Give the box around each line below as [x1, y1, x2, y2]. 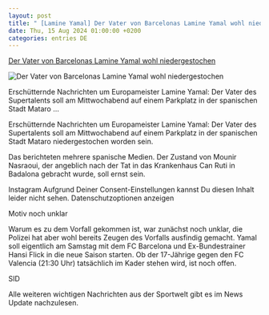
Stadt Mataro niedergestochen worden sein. [8, 137, 154, 147]
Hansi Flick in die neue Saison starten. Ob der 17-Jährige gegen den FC [8, 250, 244, 260]
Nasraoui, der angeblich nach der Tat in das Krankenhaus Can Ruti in [8, 161, 235, 171]
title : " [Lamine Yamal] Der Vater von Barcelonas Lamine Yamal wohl [8, 19, 246, 27]
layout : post [8, 11, 52, 20]
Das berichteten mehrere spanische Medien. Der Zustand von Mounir [8, 152, 237, 162]
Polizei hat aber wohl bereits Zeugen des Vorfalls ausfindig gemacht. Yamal [8, 233, 258, 243]
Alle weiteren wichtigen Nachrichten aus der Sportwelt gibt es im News [8, 289, 243, 299]
